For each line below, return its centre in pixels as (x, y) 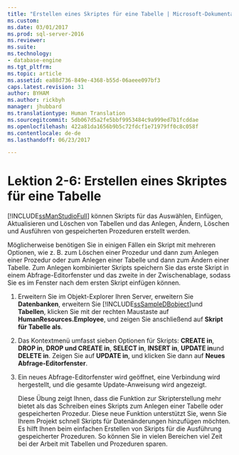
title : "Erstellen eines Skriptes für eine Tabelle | (89, 14)
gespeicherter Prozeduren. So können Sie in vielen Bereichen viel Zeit (120, 436)
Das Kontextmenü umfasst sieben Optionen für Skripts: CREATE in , (116, 341)
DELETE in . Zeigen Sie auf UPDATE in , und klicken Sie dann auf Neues (121, 356)
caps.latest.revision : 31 (46, 87)
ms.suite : (22, 47)
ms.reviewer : (27, 41)
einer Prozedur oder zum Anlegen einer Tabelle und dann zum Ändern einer (118, 260)
